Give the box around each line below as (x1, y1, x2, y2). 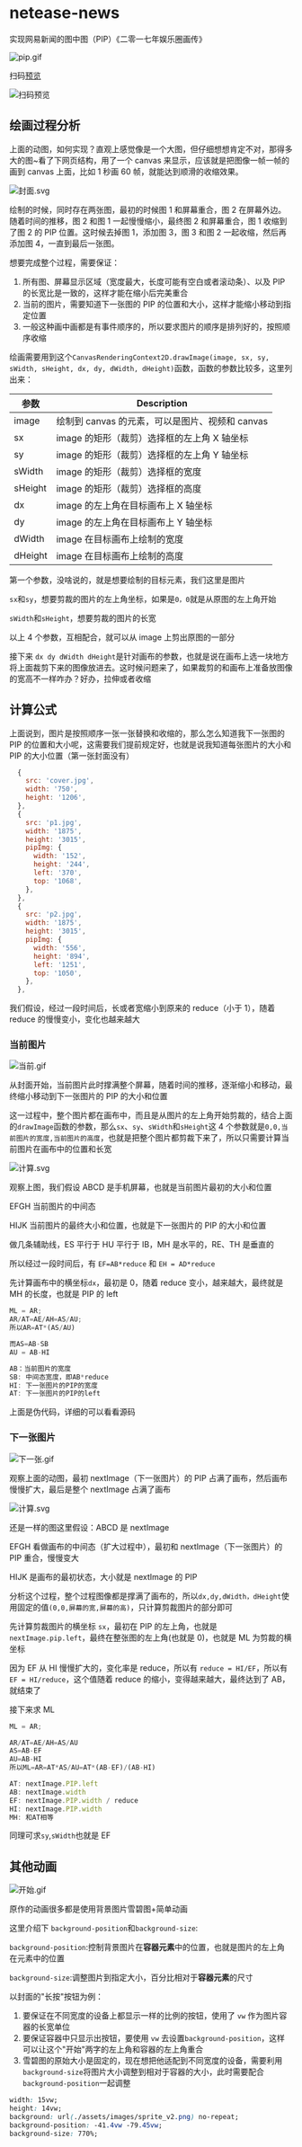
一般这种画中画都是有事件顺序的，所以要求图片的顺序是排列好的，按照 (22, 321, 283, 332)
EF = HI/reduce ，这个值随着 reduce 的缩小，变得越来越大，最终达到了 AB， (9, 1673, 290, 1684)
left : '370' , (32, 868, 83, 878)
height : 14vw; (9, 2104, 63, 2114)
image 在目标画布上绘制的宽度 (56, 533, 184, 546)
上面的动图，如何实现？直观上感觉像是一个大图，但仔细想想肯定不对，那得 (9, 143, 285, 155)
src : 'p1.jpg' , (25, 818, 83, 827)
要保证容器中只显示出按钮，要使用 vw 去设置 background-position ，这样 (22, 2033, 286, 2044)
